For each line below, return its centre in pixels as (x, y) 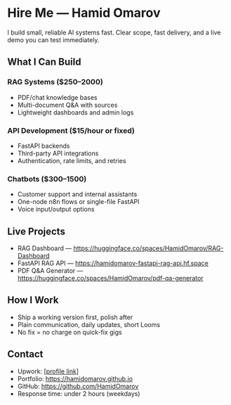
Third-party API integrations (58, 153)
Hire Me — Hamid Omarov (84, 13)
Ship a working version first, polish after (75, 317)
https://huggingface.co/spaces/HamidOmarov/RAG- (148, 248)
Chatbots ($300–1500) (47, 179)
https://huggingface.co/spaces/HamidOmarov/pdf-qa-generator (110, 278)
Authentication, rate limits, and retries (72, 160)
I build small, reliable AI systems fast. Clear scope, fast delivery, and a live (114, 32)
